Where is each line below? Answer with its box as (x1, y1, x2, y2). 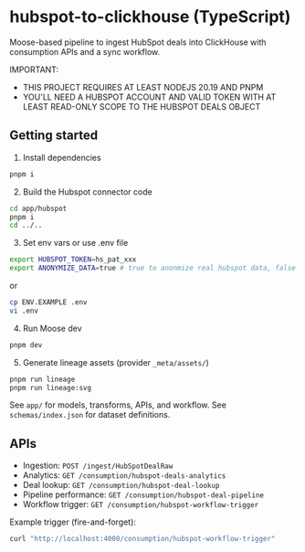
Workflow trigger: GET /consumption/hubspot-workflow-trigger (22, 499, 259, 510)
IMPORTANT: (9, 64, 59, 75)
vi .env (9, 306, 39, 315)
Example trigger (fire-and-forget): (9, 516, 137, 527)
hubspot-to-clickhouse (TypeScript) (9, 6, 291, 27)
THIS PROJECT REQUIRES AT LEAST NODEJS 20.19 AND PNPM (22, 81, 264, 92)
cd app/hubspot (9, 204, 68, 213)
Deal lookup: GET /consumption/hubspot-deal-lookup (22, 480, 220, 491)
